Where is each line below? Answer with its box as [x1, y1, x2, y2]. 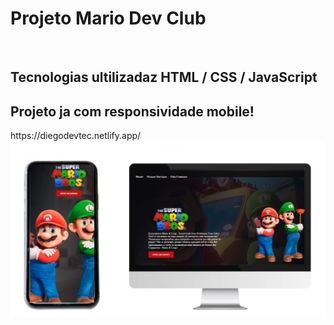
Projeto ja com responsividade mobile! [10, 103, 255, 120]
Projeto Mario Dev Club [10, 7, 207, 30]
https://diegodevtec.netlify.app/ [10, 130, 142, 142]
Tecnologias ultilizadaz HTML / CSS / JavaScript [10, 69, 318, 86]
